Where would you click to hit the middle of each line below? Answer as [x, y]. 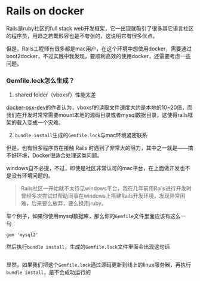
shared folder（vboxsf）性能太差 [56, 95]
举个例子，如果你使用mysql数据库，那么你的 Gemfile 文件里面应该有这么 [93, 216]
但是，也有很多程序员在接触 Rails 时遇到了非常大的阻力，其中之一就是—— [97, 148]
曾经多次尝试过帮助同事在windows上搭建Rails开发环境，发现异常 [100, 196]
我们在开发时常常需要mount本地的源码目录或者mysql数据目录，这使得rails [97, 115]
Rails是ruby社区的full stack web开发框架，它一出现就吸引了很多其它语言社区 [100, 28]
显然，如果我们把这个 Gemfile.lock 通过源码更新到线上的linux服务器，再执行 [99, 265]
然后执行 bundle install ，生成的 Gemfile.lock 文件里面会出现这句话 [88, 247]
